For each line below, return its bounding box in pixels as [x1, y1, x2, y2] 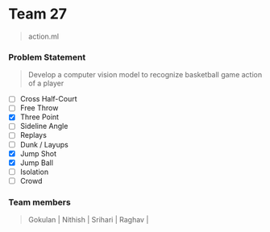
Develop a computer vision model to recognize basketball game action [27, 70, 263, 80]
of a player [27, 78, 64, 89]
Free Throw [19, 103, 59, 113]
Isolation [19, 167, 49, 176]
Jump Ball [19, 158, 54, 168]
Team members [8, 197, 71, 208]
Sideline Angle [19, 122, 69, 131]
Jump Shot [19, 148, 57, 158]
